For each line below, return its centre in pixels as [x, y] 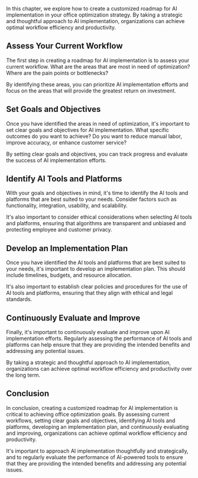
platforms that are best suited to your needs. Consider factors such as [92, 199]
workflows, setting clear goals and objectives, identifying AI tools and [91, 421]
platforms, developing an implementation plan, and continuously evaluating [98, 426]
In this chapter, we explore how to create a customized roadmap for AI [92, 9]
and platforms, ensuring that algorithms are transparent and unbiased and [96, 223]
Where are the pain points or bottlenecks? [57, 73]
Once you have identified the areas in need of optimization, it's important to [98, 123]
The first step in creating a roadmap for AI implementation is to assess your [98, 60]
